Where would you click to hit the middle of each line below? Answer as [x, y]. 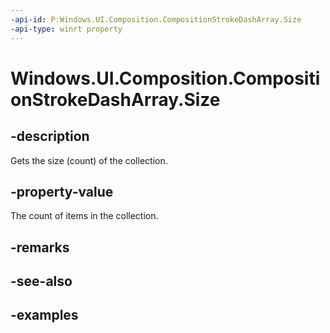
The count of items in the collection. [84, 216]
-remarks [40, 247]
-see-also [41, 281]
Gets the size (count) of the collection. [89, 160]
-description [50, 136]
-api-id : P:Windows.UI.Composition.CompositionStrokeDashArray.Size [156, 19]
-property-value [62, 191]
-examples [44, 315]
